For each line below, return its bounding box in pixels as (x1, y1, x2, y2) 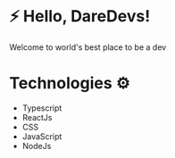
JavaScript (21, 130, 62, 142)
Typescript (21, 103, 62, 113)
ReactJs (21, 112, 53, 122)
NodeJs (21, 140, 52, 151)
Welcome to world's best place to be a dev (9, 41, 167, 53)
